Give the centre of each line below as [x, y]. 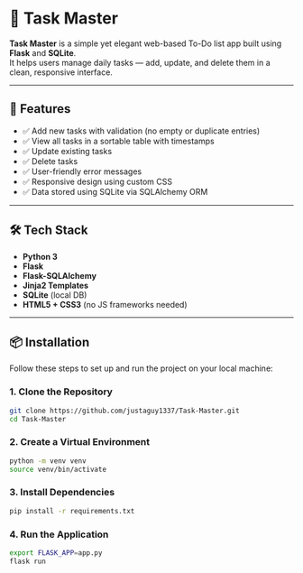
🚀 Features [40, 109]
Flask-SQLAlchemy [60, 275]
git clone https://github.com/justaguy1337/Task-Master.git [125, 411]
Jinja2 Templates [55, 285]
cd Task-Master [38, 419]
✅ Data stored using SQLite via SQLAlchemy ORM [115, 191]
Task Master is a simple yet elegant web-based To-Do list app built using [146, 43]
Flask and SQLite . [43, 52]
